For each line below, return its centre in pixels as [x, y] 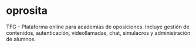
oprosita [27, 11]
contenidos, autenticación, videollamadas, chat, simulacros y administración [98, 32]
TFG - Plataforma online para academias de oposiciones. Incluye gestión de [98, 27]
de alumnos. [21, 39]
